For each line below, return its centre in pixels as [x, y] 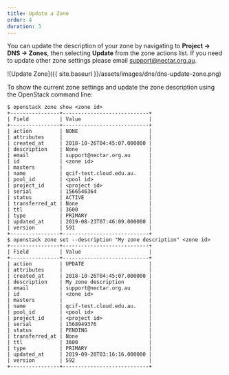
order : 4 [20, 20]
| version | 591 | [80, 228]
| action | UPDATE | [80, 264]
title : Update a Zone [38, 13]
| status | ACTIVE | [80, 198]
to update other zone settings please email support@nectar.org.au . [102, 61]
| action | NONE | [80, 132]
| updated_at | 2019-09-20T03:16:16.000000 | [80, 355]
